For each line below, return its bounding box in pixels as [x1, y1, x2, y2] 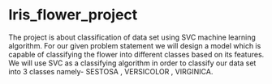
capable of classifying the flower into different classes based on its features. [8, 49, 265, 59]
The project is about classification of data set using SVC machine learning [8, 32, 256, 42]
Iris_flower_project [8, 6, 138, 24]
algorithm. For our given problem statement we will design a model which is [8, 40, 261, 50]
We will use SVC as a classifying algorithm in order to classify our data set [8, 58, 257, 68]
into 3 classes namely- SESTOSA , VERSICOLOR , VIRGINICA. [8, 66, 214, 76]
